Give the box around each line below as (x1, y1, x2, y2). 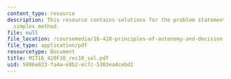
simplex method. (13, 23, 60, 30)
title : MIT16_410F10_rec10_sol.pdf (7, 55, 109, 62)
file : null (7, 29, 38, 36)
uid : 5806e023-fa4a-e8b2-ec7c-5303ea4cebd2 (7, 61, 134, 68)
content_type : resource (7, 10, 76, 17)
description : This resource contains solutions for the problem (7, 16, 195, 23)
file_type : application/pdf (7, 42, 88, 49)
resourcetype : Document (7, 49, 76, 56)
